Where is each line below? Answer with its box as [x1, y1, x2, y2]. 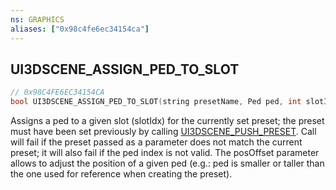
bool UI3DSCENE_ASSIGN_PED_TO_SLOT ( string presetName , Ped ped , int [10, 97, 302, 107]
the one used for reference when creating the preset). [10, 168, 233, 180]
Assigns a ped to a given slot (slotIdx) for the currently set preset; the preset [10, 115, 325, 127]
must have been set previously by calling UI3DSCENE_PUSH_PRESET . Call [10, 126, 317, 138]
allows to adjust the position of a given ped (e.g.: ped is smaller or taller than [10, 157, 325, 170]
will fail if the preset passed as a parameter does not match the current [10, 136, 303, 148]
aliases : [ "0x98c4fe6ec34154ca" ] [10, 24, 150, 34]
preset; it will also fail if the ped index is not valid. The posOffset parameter [10, 147, 320, 159]
